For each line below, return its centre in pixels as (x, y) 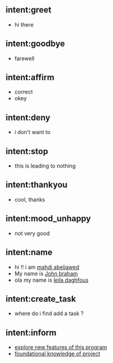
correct (24, 92)
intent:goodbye (35, 44)
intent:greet (29, 10)
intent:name (29, 252)
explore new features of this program (60, 347)
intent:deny (28, 117)
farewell (24, 58)
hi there (24, 24)
